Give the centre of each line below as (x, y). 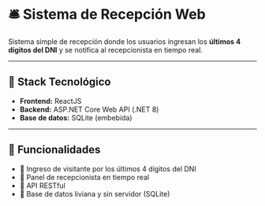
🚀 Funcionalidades (54, 150)
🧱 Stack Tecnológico (60, 82)
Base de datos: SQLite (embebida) (76, 117)
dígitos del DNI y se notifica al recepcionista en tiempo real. (106, 50)
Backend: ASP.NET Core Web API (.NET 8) (89, 109)
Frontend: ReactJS (50, 101)
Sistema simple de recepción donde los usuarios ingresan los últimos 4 (125, 41)
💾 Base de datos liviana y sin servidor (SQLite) (95, 193)
